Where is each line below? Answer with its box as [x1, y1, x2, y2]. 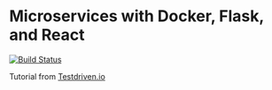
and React [9, 25, 85, 45]
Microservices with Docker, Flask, [9, 6, 264, 26]
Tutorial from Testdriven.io [9, 71, 106, 81]
